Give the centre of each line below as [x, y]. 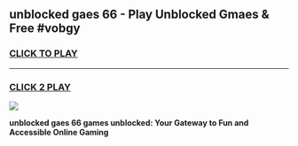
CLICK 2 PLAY [40, 87]
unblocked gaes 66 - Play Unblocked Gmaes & [139, 15]
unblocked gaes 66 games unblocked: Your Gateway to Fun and [129, 122]
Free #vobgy [45, 29]
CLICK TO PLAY [43, 54]
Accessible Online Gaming [59, 132]
